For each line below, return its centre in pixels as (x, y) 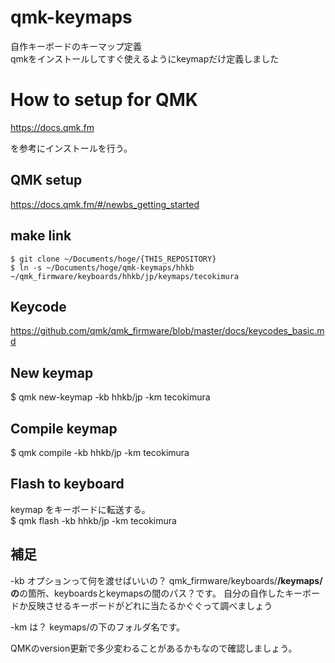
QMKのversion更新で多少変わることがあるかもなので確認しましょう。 (154, 648)
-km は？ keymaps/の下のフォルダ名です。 (98, 627)
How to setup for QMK (104, 100)
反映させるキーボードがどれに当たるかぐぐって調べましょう (150, 605)
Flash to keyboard (67, 484)
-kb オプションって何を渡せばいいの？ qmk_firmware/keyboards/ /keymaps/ (166, 580)
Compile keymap (64, 428)
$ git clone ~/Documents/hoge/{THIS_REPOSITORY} (113, 259)
